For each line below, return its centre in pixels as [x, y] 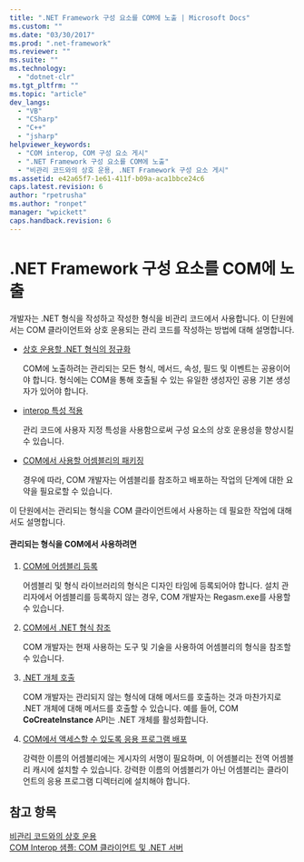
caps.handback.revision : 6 [60, 221]
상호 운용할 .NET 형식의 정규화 [77, 349]
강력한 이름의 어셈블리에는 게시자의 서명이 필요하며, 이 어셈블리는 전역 [146, 758]
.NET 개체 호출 [49, 677]
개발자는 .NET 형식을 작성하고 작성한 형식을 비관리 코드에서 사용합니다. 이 [139, 318]
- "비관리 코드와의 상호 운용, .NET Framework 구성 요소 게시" [123, 170]
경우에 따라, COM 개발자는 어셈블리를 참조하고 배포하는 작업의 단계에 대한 [153, 479]
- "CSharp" [38, 119]
